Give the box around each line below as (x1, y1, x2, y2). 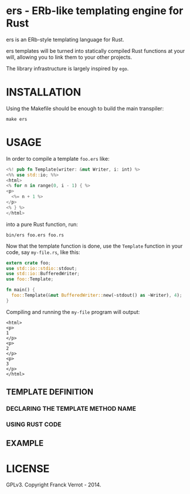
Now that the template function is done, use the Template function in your (6, 242, 183, 249)
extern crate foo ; (6, 260, 51, 266)
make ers (6, 116, 28, 122)
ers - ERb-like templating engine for (6, 4, 184, 18)
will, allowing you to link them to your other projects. (6, 53, 133, 60)
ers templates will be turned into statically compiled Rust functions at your (6, 47, 185, 54)
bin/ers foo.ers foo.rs (6, 232, 65, 238)
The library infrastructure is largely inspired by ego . (6, 65, 129, 72)
